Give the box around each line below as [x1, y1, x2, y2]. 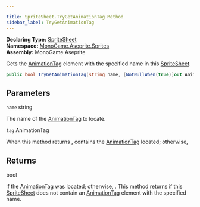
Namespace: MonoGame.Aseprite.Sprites [6, 42, 110, 49]
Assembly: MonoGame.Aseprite [6, 48, 86, 55]
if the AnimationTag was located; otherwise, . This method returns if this [6, 183, 183, 190]
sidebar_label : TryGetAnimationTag [6, 19, 95, 26]
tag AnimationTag [6, 127, 49, 134]
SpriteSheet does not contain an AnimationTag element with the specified [6, 189, 186, 196]
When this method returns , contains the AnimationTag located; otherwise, [6, 138, 189, 146]
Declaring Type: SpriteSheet [6, 36, 77, 43]
